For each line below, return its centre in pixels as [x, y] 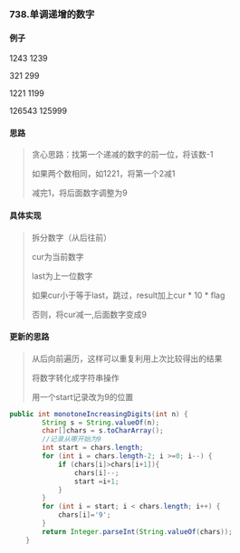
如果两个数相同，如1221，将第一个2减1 [103, 174]
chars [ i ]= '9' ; [84, 515]
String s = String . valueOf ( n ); [101, 423]
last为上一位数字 [62, 276]
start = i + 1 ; [96, 481]
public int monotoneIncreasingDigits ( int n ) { [99, 414]
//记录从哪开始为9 [72, 439]
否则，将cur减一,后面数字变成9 [89, 314]
